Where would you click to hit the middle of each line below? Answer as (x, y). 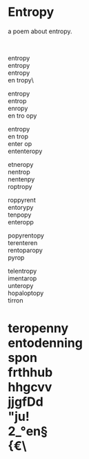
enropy (18, 108)
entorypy (21, 207)
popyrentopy (26, 235)
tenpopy (20, 215)
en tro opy (22, 116)
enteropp (21, 222)
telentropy (22, 271)
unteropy (21, 285)
